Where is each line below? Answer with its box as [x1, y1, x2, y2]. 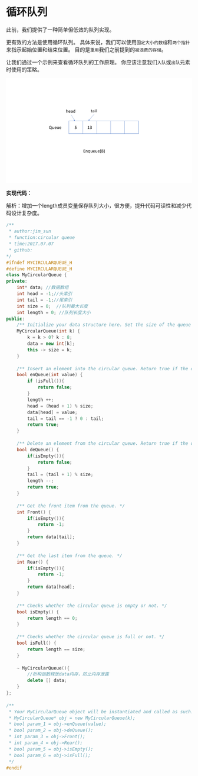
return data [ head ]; [27, 584, 75, 590]
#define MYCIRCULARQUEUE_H [6, 266, 72, 272]
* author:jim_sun [8, 228, 51, 234]
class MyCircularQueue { [6, 272, 67, 278]
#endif [6, 765, 22, 771]
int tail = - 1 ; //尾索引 [16, 297, 72, 303]
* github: [8, 247, 33, 253]
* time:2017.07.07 [8, 241, 54, 247]
